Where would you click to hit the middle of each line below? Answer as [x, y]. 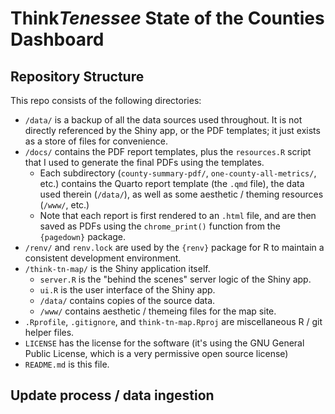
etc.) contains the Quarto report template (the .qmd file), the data [172, 183]
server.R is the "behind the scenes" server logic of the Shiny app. [175, 279]
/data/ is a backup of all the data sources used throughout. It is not [163, 120]
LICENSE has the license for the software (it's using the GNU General [164, 343]
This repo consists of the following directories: [106, 100]
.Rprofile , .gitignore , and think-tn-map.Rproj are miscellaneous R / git [173, 321]
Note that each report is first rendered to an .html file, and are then [178, 215]
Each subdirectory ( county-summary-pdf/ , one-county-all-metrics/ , [178, 173]
